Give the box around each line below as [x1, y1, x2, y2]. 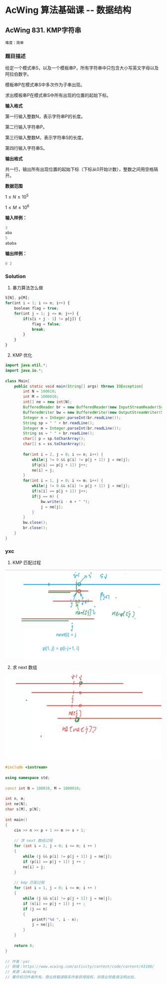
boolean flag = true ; [14, 306, 59, 311]
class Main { [5, 379, 30, 384]
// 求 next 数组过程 [14, 838, 53, 843]
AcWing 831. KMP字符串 [5, 26, 82, 34]
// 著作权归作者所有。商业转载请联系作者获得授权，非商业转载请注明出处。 [5, 975, 138, 980]
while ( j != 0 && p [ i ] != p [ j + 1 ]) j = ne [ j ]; [31, 457, 130, 462]
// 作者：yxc [5, 959, 30, 964]
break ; [31, 327, 46, 332]
